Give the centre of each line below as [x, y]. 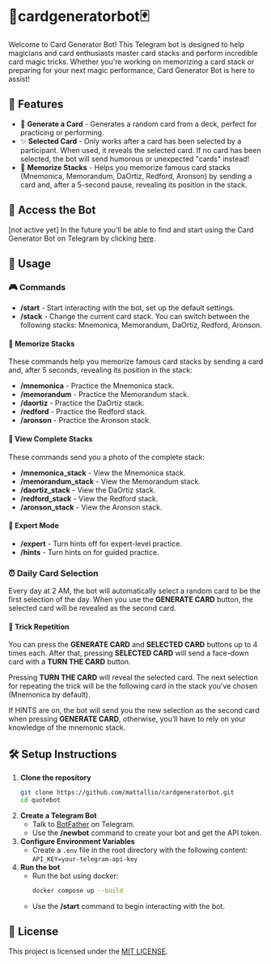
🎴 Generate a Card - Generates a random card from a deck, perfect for [138, 124]
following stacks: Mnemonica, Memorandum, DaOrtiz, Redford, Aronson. [141, 325]
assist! [19, 79]
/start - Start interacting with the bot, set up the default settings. [127, 308]
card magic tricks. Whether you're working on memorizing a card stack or [131, 62]
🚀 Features [36, 104]
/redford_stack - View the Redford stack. [89, 498]
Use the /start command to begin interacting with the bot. [128, 906]
